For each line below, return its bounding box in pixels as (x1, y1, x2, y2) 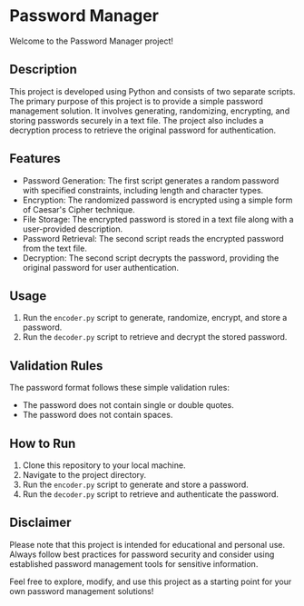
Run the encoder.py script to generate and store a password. (22, 479, 250, 490)
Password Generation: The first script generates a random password (22, 174, 279, 186)
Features (9, 151, 61, 166)
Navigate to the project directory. (22, 470, 147, 480)
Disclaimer (9, 515, 72, 531)
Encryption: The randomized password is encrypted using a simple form (22, 194, 293, 205)
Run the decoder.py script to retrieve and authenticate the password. (22, 489, 279, 500)
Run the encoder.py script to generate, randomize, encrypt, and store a (22, 313, 288, 323)
